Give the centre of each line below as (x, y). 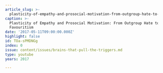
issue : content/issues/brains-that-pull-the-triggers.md (64, 50)
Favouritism (22, 28)
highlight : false (23, 37)
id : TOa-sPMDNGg (21, 41)
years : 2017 (17, 59)
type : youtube (19, 54)
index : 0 (14, 45)
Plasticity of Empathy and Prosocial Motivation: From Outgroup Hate (81, 23)
